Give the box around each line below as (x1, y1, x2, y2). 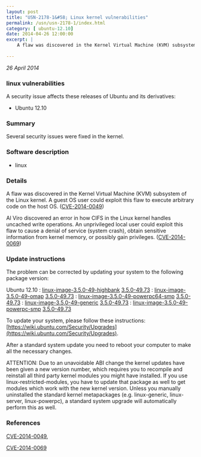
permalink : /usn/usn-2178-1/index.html (6, 20, 106, 26)
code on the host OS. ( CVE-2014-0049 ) (6, 202, 105, 210)
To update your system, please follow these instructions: (6, 317, 145, 324)
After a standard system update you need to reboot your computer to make (6, 341, 191, 349)
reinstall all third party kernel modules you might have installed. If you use (6, 372, 188, 379)
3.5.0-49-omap (6, 293, 44, 300)
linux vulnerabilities (6, 79, 65, 87)
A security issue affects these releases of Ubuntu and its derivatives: (6, 93, 176, 100)
